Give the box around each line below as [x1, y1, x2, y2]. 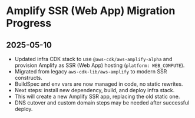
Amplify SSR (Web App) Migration [6, 4, 176, 18]
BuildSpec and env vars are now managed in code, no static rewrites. [14, 80, 183, 87]
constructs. [14, 75, 42, 81]
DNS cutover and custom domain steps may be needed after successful [14, 99, 190, 106]
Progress [6, 16, 52, 30]
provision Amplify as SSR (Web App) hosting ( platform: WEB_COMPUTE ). [14, 62, 185, 69]
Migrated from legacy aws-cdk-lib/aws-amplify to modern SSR [14, 68, 167, 75]
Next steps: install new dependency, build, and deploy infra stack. [14, 87, 175, 93]
